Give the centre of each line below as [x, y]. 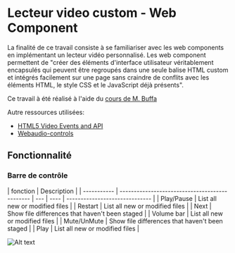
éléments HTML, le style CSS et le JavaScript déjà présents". [96, 85]
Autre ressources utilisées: [46, 112]
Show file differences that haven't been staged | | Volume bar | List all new [115, 214]
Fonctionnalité [40, 155]
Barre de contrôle [38, 175]
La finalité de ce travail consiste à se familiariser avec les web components [116, 47]
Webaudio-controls [45, 133]
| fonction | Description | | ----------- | [63, 191]
